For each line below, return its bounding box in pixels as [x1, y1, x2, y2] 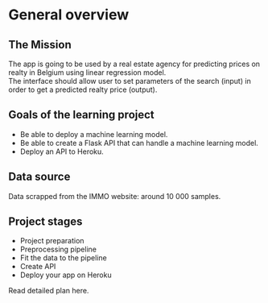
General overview [8, 6, 130, 24]
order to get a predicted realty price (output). [8, 85, 158, 94]
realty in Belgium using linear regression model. [8, 68, 167, 77]
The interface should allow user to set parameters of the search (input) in [8, 77, 251, 85]
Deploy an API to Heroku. [19, 147, 105, 156]
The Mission [8, 38, 72, 52]
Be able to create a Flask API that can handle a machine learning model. [19, 138, 259, 147]
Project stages [8, 215, 83, 229]
